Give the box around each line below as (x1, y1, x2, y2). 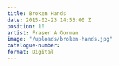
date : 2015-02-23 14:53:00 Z (7, 16, 91, 23)
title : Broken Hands (7, 10, 67, 17)
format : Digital (7, 49, 54, 56)
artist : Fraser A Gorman (7, 29, 79, 36)
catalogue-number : (7, 42, 60, 49)
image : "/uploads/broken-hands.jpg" (7, 36, 113, 43)
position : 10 (7, 23, 45, 30)
